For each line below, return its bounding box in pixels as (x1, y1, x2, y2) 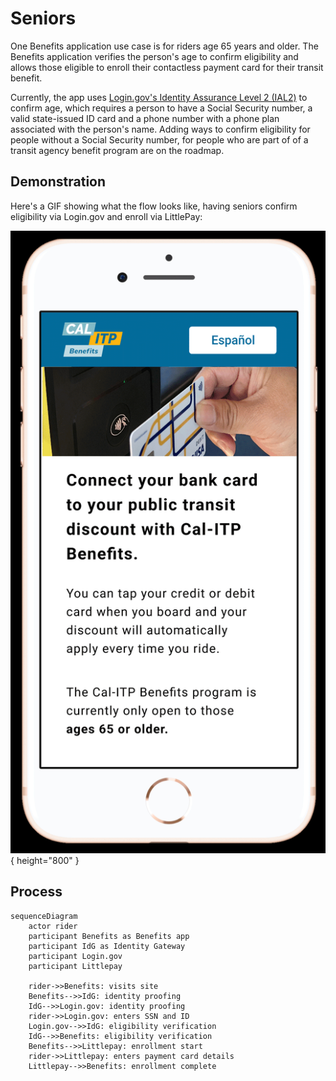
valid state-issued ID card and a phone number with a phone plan (10, 112, 280, 124)
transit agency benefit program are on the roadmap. (10, 144, 225, 156)
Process (10, 883, 63, 901)
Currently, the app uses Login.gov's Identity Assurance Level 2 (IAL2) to (10, 91, 308, 103)
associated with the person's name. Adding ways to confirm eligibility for (10, 123, 311, 135)
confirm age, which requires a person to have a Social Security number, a (10, 102, 313, 114)
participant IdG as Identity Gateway (28, 941, 186, 951)
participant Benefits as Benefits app (28, 931, 190, 941)
